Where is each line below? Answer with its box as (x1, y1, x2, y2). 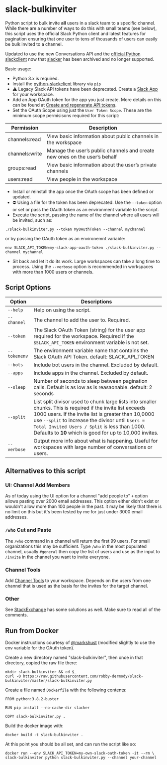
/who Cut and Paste (5, 527, 52, 534)
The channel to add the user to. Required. (33, 316, 130, 323)
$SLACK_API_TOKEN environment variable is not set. (33, 339, 149, 346)
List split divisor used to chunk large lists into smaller (33, 398, 157, 405)
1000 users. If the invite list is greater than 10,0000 (33, 410, 155, 417)
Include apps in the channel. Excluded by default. (33, 369, 148, 376)
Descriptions (81, 298, 112, 305)
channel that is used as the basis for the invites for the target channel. (5, 583, 148, 589)
